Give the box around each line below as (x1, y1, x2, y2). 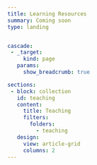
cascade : (7, 42, 33, 49)
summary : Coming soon (7, 17, 72, 24)
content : (16, 101, 42, 108)
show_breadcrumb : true (23, 68, 91, 75)
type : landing (7, 23, 50, 30)
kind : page (23, 56, 55, 63)
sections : (7, 81, 37, 88)
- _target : (10, 49, 42, 56)
